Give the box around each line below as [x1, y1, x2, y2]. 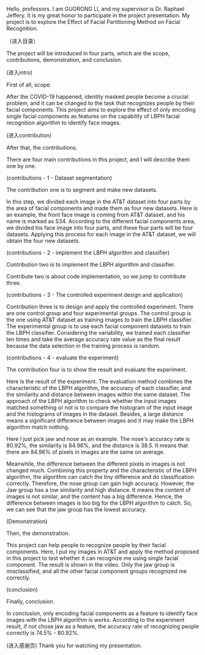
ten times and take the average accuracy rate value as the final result [6, 335, 181, 343]
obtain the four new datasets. [6, 237, 81, 244]
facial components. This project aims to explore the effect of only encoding [6, 106, 196, 113]
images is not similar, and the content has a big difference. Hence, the [6, 493, 183, 500]
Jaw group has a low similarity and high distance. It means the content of [6, 486, 191, 493]
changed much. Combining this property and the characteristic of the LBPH [6, 467, 197, 474]
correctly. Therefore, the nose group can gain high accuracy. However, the [6, 480, 195, 487]
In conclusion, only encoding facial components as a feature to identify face [6, 610, 198, 617]
